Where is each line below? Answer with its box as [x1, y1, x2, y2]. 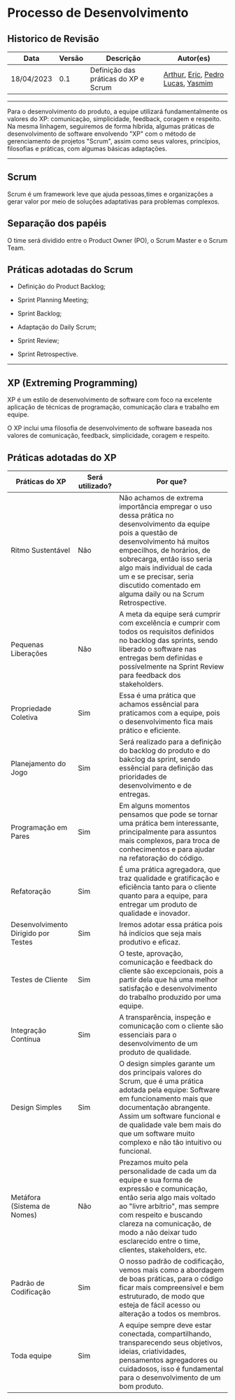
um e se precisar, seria [118, 572, 194, 581]
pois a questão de [118, 528, 178, 538]
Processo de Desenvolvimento [7, 5, 189, 21]
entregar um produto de [118, 900, 198, 910]
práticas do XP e [90, 74, 145, 83]
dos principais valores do [118, 1068, 202, 1077]
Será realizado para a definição [118, 737, 222, 747]
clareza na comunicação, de [118, 1219, 212, 1229]
